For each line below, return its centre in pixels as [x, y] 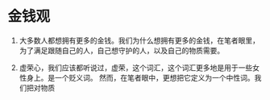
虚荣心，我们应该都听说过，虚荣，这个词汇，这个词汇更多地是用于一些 [136, 67]
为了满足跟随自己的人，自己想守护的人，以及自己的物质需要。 [122, 50]
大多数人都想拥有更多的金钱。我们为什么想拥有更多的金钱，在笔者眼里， [139, 40]
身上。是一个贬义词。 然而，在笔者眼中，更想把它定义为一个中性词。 [140, 77]
